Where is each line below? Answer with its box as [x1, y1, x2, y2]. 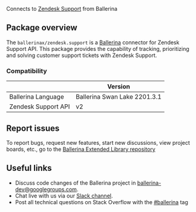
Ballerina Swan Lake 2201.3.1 [75, 93, 162, 101]
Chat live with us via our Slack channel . [15, 192, 113, 199]
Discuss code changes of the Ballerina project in [15, 179, 136, 187]
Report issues [6, 123, 60, 133]
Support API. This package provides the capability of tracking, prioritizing [6, 45, 189, 52]
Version [106, 82, 130, 91]
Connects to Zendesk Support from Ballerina [6, 5, 118, 12]
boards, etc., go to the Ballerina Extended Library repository [6, 145, 155, 153]
